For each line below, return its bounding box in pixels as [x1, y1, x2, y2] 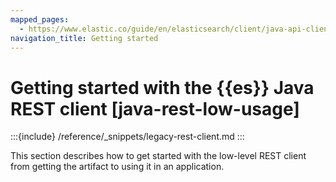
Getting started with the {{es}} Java [10, 76, 315, 99]
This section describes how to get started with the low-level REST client [10, 150, 307, 162]
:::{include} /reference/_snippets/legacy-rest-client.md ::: [10, 131, 245, 143]
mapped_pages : [10, 14, 70, 25]
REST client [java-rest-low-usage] [10, 97, 300, 120]
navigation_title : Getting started [10, 33, 159, 43]
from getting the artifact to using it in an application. [10, 161, 225, 173]
